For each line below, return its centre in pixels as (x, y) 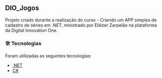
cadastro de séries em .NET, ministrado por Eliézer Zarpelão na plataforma (81, 25)
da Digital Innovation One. (31, 30)
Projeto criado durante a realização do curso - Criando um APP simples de (81, 20)
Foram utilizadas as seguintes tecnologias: (48, 56)
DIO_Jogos (22, 8)
